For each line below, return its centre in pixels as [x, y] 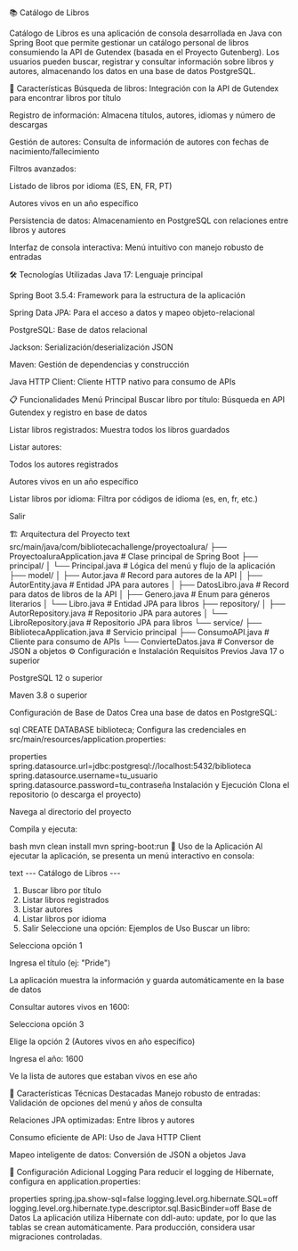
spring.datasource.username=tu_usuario [84, 775]
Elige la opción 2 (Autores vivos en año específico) [102, 1041]
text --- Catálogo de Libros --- [65, 873]
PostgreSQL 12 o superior [56, 678]
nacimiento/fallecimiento [54, 151]
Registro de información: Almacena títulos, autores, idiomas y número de [142, 115]
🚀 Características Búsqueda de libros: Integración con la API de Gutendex [144, 88]
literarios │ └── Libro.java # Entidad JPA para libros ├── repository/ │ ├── [148, 604]
